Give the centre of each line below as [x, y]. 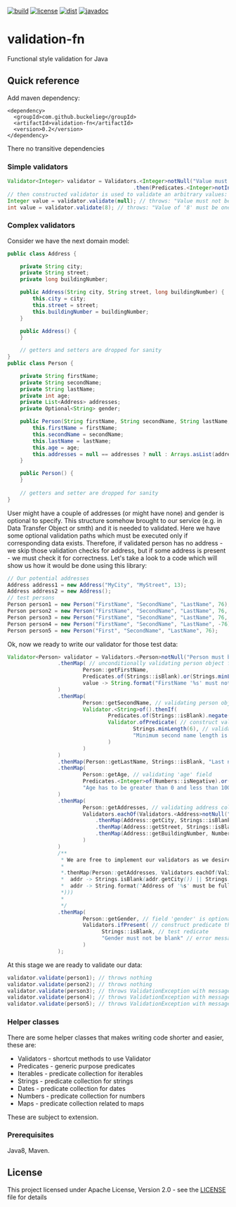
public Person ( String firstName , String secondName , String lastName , [125, 422]
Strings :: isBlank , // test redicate [155, 932]
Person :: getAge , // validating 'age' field [147, 775]
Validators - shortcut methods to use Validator [84, 1059]
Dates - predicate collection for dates [72, 1088]
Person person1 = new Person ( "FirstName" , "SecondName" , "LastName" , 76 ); [119, 605]
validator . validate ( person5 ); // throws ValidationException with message [119, 1004]
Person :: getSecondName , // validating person [150, 703]
